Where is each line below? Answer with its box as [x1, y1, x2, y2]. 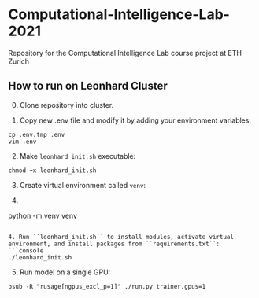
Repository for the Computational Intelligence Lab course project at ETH [8, 48, 242, 57]
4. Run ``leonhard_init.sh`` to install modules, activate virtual [8, 233, 235, 241]
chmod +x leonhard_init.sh [8, 167, 97, 175]
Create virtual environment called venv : [19, 180, 146, 189]
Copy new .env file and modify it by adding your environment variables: [19, 116, 252, 125]
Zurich [8, 57, 30, 66]
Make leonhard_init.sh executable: [19, 151, 136, 160]
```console [8, 246, 44, 255]
